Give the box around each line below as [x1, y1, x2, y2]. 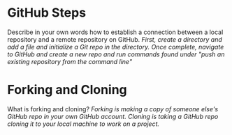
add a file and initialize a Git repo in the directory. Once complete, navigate [7, 42, 224, 51]
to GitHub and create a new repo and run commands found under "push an [7, 50, 225, 58]
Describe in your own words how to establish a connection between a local [7, 28, 224, 36]
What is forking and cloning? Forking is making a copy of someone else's [7, 104, 219, 113]
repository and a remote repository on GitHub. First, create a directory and [7, 35, 222, 43]
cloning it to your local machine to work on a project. [7, 120, 159, 128]
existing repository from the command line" [7, 57, 133, 65]
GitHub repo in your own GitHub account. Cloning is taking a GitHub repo [7, 112, 219, 120]
